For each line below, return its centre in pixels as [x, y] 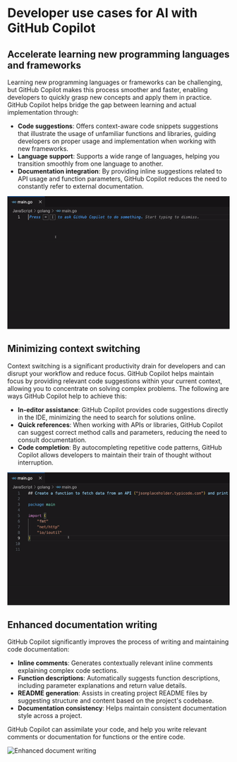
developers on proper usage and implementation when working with [117, 141]
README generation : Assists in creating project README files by [113, 693]
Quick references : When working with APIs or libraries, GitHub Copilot [120, 425]
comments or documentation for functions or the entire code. [96, 737]
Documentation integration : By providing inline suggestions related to [120, 171]
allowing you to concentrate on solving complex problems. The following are [118, 388]
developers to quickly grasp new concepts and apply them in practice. [110, 97]
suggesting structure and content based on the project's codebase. [116, 701]
